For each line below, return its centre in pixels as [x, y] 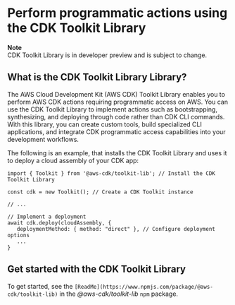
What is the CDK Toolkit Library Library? [97, 77]
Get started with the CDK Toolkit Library [97, 269]
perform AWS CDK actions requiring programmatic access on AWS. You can [118, 102]
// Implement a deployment [47, 217]
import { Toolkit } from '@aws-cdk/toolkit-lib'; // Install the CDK [112, 173]
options [19, 235]
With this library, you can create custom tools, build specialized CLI [104, 124]
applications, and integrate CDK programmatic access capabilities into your [117, 131]
